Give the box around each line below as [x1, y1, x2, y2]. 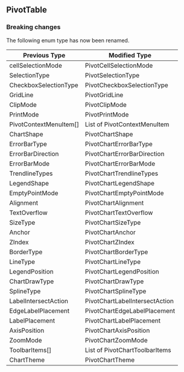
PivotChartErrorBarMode [84, 159, 156, 168]
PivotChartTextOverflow [84, 208, 153, 217]
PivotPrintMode [84, 110, 129, 118]
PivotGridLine [84, 91, 124, 99]
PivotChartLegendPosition [84, 267, 160, 275]
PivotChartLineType [84, 257, 141, 266]
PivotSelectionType [84, 71, 140, 79]
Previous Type [23, 51, 66, 59]
